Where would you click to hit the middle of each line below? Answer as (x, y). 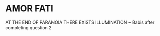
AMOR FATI (30, 9)
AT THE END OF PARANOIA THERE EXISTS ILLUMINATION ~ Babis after (80, 22)
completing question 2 (29, 27)
